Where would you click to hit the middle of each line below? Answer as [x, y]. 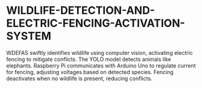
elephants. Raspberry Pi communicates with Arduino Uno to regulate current [101, 65]
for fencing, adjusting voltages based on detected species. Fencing [90, 72]
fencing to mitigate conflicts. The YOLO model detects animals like [89, 59]
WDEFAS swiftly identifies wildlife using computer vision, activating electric [99, 52]
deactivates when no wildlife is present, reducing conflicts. [79, 78]
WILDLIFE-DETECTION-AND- [81, 11]
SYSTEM [29, 36]
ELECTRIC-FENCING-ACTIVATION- [96, 23]
